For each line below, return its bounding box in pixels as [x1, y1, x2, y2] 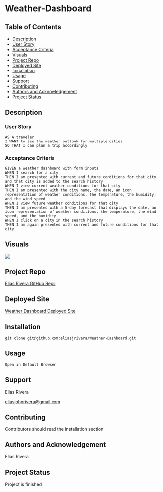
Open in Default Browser [5, 362, 56, 367]
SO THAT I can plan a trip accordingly [5, 143, 88, 148]
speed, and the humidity [5, 213, 56, 218]
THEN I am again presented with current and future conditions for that [5, 222, 159, 227]
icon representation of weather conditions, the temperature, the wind [5, 209, 156, 214]
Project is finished [5, 481, 42, 487]
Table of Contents [5, 23, 62, 31]
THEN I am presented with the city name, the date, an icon [5, 187, 132, 193]
